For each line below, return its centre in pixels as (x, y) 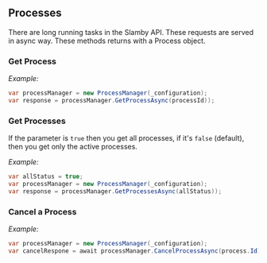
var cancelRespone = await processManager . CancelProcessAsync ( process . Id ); (136, 251)
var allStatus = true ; (46, 177)
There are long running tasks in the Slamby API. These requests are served (131, 32)
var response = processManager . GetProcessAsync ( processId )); (112, 100)
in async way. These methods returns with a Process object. (107, 41)
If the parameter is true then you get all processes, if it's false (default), (126, 138)
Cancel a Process (43, 211)
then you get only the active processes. (73, 147)
